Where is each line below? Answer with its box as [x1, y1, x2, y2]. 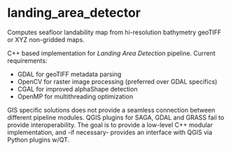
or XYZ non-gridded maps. [7, 35, 85, 43]
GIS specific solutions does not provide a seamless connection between [7, 106, 216, 114]
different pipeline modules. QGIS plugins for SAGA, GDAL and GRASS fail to [7, 113, 225, 122]
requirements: [7, 56, 48, 64]
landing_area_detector [7, 5, 141, 21]
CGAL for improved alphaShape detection [17, 85, 138, 93]
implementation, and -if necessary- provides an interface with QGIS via [7, 128, 212, 136]
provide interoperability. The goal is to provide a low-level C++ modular [7, 120, 213, 129]
